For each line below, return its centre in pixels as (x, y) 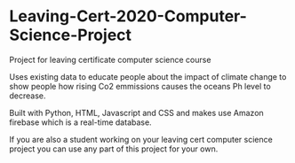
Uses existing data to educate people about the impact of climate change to (148, 76)
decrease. (28, 96)
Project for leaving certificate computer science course (110, 59)
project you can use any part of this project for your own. (114, 149)
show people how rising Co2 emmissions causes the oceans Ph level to (140, 86)
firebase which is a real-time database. (81, 122)
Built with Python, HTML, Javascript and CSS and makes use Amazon (136, 113)
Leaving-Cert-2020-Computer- (128, 16)
